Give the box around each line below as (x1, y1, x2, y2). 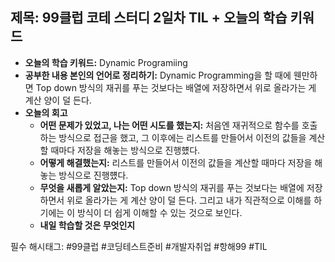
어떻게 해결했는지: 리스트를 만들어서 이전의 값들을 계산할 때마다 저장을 (39, 156, 313, 168)
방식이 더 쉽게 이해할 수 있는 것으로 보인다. (76, 206, 243, 218)
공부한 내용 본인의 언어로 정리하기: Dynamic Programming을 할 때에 (24, 69, 292, 81)
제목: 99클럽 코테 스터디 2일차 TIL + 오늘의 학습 (10, 9, 288, 27)
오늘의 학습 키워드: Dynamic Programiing (24, 56, 188, 68)
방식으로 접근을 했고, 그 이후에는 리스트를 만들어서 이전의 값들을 (58, 131, 307, 143)
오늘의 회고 (24, 106, 68, 118)
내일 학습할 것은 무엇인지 (39, 219, 136, 231)
